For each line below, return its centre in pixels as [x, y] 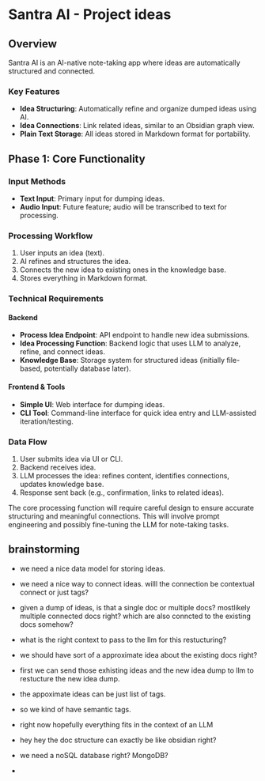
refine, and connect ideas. [62, 352]
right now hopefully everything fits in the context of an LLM [116, 724]
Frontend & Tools [37, 387]
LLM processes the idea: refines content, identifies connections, [124, 475]
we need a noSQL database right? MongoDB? [94, 755]
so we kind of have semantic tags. [76, 709]
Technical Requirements [56, 299]
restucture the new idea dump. [70, 678]
